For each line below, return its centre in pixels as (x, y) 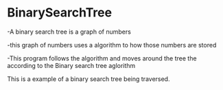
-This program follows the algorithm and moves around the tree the (102, 58)
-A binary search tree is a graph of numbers (69, 32)
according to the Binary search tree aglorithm (71, 65)
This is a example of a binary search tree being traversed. (89, 79)
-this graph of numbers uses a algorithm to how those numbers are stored (112, 45)
